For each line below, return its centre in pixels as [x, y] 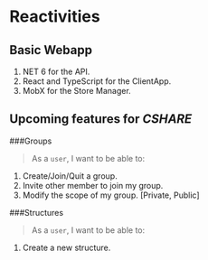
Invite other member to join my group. [93, 185]
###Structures [37, 212]
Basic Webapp [51, 50]
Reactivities [55, 17]
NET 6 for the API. [56, 71]
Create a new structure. [66, 247]
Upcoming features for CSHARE [101, 119]
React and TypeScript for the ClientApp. [97, 81]
